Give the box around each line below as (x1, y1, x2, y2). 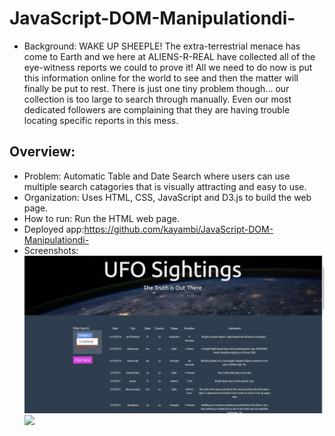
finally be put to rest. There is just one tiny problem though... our (23, 82, 290, 94)
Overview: (9, 143, 76, 161)
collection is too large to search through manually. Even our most (23, 93, 292, 105)
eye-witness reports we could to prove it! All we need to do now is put (23, 61, 313, 73)
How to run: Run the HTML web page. (23, 212, 180, 224)
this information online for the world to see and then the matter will (23, 72, 299, 84)
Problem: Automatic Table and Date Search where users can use (23, 170, 291, 182)
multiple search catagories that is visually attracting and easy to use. (23, 180, 307, 192)
